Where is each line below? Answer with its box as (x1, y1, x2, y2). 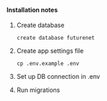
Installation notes (6, 6, 58, 14)
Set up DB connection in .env (16, 72, 100, 81)
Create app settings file (16, 47, 84, 55)
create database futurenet (16, 35, 95, 42)
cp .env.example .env (16, 60, 79, 68)
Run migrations (16, 86, 60, 94)
